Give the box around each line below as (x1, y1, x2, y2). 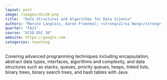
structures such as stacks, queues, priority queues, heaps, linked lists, (5, 64, 150, 70)
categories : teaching (5, 40, 50, 45)
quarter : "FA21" (5, 26, 39, 31)
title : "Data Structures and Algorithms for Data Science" (5, 16, 133, 21)
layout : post (5, 7, 32, 12)
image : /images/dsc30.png (5, 12, 59, 17)
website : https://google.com (5, 35, 66, 40)
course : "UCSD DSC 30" (5, 30, 52, 35)
